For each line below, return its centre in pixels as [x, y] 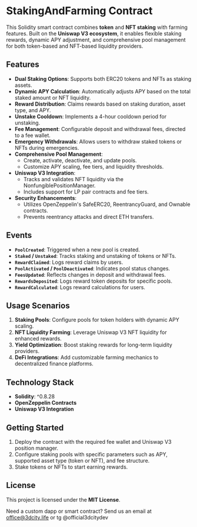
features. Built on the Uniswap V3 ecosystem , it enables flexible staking [94, 33]
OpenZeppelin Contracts [46, 403]
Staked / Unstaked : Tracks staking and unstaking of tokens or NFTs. [95, 256]
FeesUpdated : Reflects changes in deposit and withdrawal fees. [90, 274]
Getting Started [35, 428]
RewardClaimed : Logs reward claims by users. [69, 262]
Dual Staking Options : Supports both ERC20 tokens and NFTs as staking [103, 78]
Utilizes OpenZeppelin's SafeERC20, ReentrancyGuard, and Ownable [107, 204]
